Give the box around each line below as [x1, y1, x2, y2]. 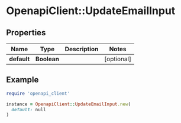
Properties [6, 28, 46, 38]
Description [64, 45, 99, 53]
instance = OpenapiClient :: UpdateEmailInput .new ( [6, 101, 131, 107]
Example [6, 75, 39, 85]
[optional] [104, 55, 132, 63]
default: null [11, 107, 46, 112]
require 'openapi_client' [6, 90, 70, 97]
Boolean [35, 55, 59, 63]
